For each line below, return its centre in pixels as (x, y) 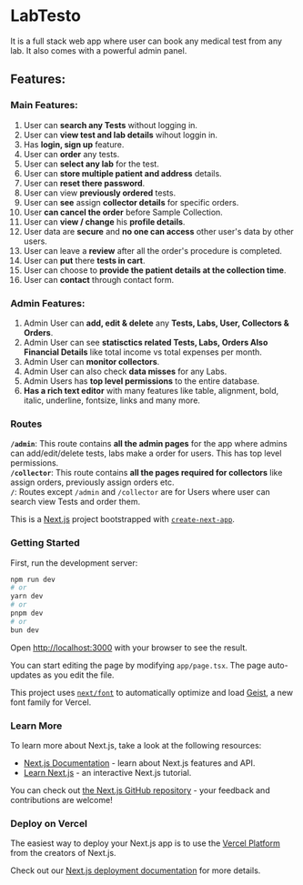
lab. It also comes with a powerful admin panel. (99, 50)
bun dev (25, 630)
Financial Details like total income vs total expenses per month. (143, 352)
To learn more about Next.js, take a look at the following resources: (136, 745)
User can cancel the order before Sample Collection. (123, 212)
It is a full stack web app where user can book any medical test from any (146, 41)
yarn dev (27, 597)
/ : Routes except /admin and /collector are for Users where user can (141, 492)
